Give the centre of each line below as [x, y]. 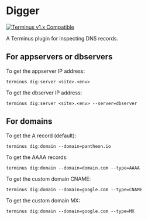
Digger [23, 11]
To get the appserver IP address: [46, 71]
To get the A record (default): [41, 136]
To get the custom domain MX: [43, 200]
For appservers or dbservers [59, 57]
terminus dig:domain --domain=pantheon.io [58, 146]
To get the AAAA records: [37, 157]
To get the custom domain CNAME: [49, 179]
